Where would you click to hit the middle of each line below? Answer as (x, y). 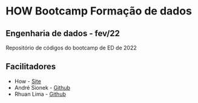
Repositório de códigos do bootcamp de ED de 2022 (71, 48)
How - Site (28, 81)
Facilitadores (31, 67)
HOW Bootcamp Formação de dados (99, 11)
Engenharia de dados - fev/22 (63, 33)
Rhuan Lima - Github (40, 94)
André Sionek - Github (42, 87)
